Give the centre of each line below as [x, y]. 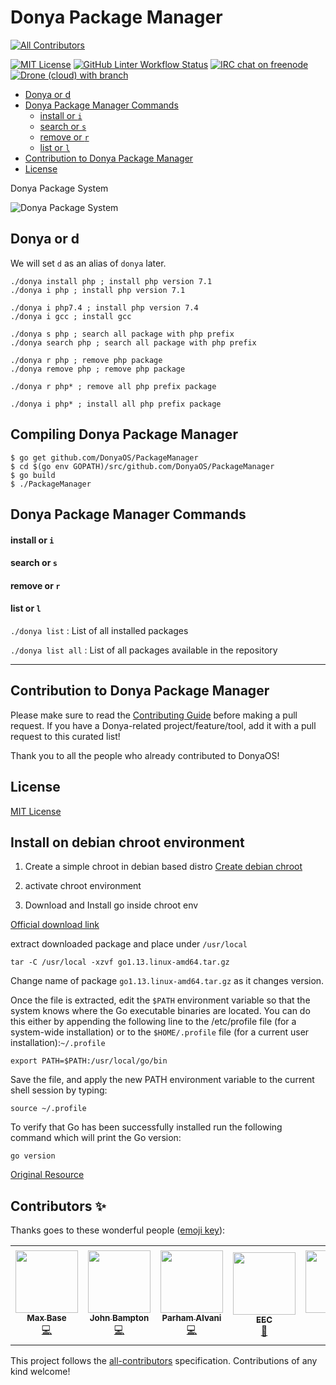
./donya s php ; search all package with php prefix [122, 334]
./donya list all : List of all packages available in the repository [144, 650]
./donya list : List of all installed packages [99, 630]
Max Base [46, 1317]
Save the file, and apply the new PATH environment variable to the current [162, 1080]
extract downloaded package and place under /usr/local [129, 944]
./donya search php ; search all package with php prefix [133, 342]
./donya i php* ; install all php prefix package [116, 404]
